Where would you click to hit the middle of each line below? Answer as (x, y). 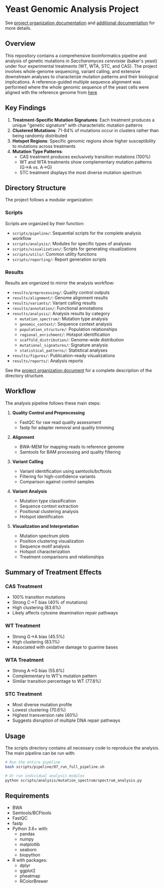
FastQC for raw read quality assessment (60, 422)
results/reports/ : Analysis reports (48, 361)
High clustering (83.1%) (36, 642)
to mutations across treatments (44, 146)
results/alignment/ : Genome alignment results (60, 297)
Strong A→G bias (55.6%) (38, 671)
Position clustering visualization (52, 541)
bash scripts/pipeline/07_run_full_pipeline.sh (55, 767)
